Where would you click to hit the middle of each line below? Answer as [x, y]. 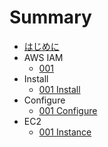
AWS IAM [43, 57]
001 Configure [68, 110]
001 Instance [65, 132]
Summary [50, 17]
